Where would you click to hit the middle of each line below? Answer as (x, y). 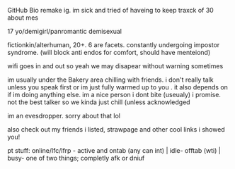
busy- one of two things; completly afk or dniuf (76, 158)
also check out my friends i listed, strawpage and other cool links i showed (116, 129)
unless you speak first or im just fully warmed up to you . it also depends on (118, 87)
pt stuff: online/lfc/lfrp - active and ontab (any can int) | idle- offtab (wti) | (114, 150)
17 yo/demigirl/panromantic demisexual (65, 31)
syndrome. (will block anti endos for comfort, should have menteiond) (109, 52)
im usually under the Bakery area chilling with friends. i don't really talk (110, 80)
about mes (23, 18)
